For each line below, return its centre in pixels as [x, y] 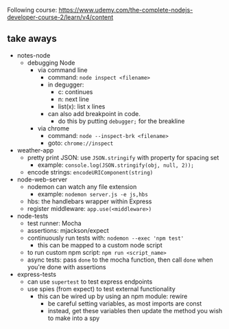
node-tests [33, 216]
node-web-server [42, 179]
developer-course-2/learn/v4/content [60, 17]
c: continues [75, 91]
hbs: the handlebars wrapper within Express [89, 201]
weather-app [35, 150]
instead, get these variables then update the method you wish [135, 310]
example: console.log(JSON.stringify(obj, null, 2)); [116, 165]
